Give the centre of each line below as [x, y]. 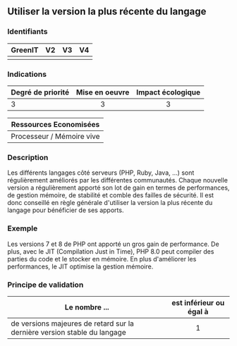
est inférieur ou [198, 302]
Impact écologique [169, 92]
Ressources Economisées [55, 124]
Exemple [23, 228]
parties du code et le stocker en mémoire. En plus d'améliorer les [102, 259]
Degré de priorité [40, 92]
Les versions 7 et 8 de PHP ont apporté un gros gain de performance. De [114, 244]
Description [28, 157]
